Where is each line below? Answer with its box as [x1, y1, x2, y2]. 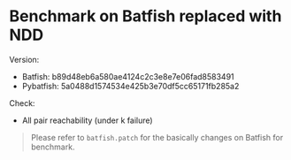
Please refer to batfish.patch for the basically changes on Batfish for [30, 132, 284, 142]
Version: [9, 54, 40, 65]
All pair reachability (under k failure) [21, 115, 153, 126]
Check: [9, 97, 35, 108]
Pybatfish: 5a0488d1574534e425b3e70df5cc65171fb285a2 [21, 80, 240, 91]
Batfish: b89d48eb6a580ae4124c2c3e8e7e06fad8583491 [21, 71, 234, 81]
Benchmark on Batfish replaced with [9, 6, 282, 27]
